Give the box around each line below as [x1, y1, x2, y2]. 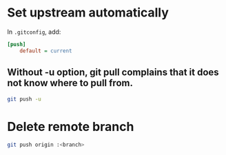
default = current [19, 47, 72, 54]
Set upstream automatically [7, 5, 169, 21]
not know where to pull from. [7, 77, 133, 89]
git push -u [7, 95, 41, 103]
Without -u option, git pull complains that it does [7, 67, 219, 79]
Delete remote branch [7, 118, 134, 134]
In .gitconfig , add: [7, 28, 61, 36]
